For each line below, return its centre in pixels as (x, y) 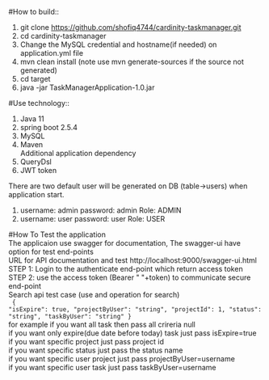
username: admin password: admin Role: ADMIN (101, 210)
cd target (35, 79)
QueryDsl (36, 162)
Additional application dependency (78, 153)
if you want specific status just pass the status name (96, 350)
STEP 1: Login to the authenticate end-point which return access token (126, 269)
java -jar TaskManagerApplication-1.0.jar (87, 87)
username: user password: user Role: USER (92, 219)
